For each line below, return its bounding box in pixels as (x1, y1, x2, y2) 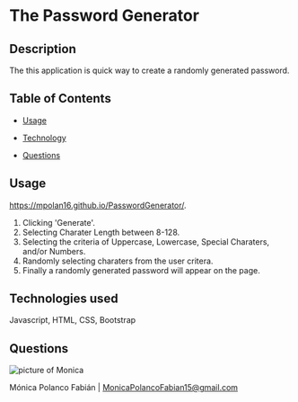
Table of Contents (9, 91, 112, 106)
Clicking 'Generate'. (22, 217, 96, 228)
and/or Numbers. (22, 246, 86, 256)
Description (9, 41, 76, 57)
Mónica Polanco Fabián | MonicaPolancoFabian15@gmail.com (9, 382, 239, 393)
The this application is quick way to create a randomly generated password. (9, 65, 290, 76)
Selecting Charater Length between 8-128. (22, 227, 180, 237)
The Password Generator (9, 5, 200, 26)
